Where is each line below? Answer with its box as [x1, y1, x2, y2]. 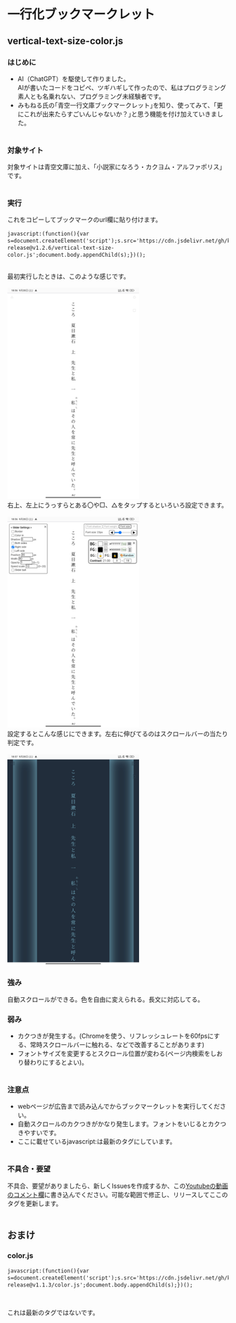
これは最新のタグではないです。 [7, 1308, 100, 1317]
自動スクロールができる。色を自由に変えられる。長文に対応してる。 [7, 995, 204, 1004]
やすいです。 [23, 1129, 60, 1137]
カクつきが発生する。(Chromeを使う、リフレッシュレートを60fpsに [17, 1032, 214, 1040]
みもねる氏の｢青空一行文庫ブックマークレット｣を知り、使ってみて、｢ [17, 101, 217, 109]
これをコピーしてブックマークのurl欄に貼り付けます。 [7, 215, 162, 224]
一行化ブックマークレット [7, 6, 156, 23]
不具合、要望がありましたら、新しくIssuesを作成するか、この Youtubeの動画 [7, 1182, 228, 1190]
